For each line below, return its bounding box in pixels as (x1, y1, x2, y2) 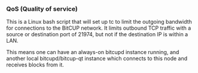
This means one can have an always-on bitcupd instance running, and (6, 49, 179, 56)
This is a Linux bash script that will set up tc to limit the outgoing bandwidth (6, 18, 193, 26)
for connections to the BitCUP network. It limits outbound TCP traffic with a (6, 24, 191, 31)
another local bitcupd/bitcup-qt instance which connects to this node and (6, 55, 188, 62)
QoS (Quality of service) (6, 5, 78, 13)
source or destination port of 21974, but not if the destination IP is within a (6, 31, 188, 38)
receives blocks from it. (6, 61, 65, 68)
